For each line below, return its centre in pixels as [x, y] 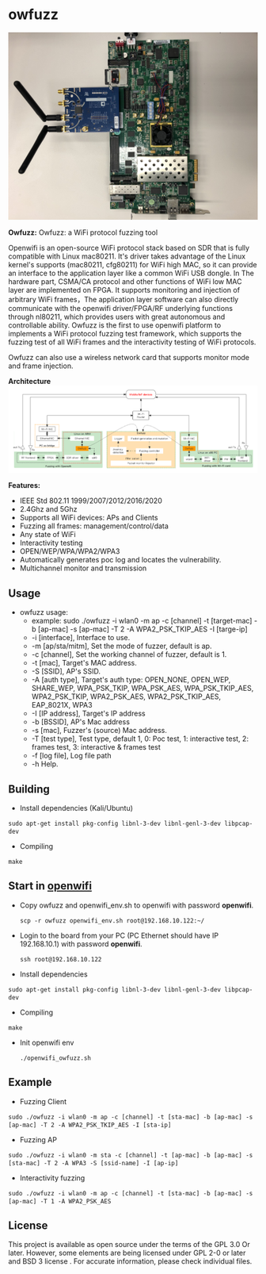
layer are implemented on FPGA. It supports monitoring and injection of [124, 290]
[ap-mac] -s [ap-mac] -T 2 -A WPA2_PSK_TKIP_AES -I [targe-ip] [143, 629]
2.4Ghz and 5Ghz [48, 509]
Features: [25, 485]
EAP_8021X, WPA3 [62, 705]
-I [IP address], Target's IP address [88, 714]
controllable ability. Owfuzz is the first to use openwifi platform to [115, 325]
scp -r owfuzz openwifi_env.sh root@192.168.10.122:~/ [112, 921]
